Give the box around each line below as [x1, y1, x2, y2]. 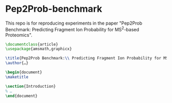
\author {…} [5, 60, 29, 66]
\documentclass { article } [5, 42, 58, 47]
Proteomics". [5, 32, 32, 38]
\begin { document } [5, 70, 42, 75]
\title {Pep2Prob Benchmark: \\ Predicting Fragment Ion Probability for [5, 56, 161, 61]
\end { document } [5, 93, 38, 98]
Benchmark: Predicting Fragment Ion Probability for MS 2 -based [5, 25, 139, 32]
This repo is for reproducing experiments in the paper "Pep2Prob [5, 20, 142, 26]
